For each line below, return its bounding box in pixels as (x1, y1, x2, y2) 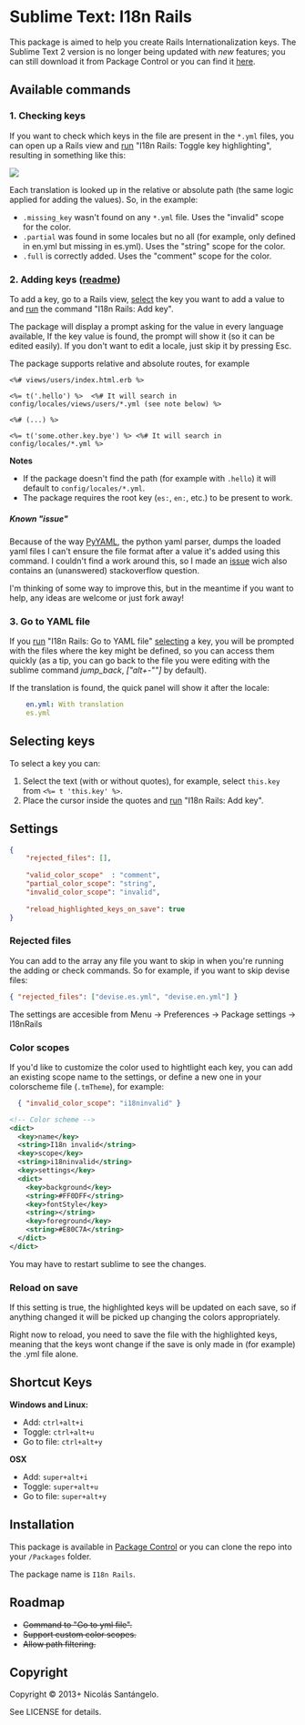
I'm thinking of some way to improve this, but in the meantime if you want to (9, 583, 294, 594)
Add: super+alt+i (22, 1471, 88, 1482)
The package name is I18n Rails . (9, 1568, 137, 1579)
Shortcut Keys (9, 1375, 93, 1390)
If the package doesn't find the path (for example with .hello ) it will (22, 472, 276, 483)
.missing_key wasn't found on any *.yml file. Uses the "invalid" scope (22, 211, 284, 222)
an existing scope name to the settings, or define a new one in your (9, 1071, 262, 1082)
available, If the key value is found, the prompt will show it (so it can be (9, 330, 276, 341)
